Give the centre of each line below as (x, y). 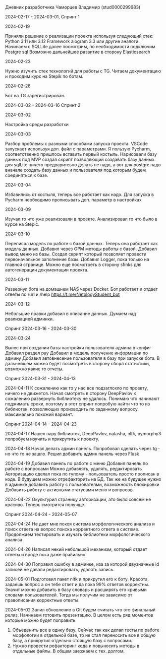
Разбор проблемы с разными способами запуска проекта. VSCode (76, 144)
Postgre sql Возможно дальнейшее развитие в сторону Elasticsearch (78, 52)
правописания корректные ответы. (42, 600)
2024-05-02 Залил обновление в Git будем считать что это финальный (81, 610)
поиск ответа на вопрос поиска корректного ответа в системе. (72, 529)
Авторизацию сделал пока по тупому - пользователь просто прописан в (82, 474)
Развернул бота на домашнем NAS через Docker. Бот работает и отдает (82, 289)
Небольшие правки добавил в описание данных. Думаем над (71, 314)
